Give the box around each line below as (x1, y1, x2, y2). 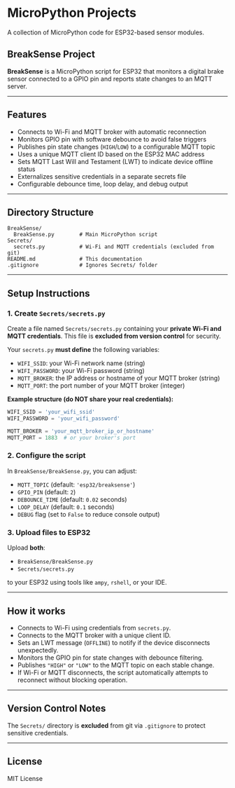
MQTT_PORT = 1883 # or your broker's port (7, 434, 136, 441)
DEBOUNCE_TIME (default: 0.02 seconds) (17, 495, 127, 503)
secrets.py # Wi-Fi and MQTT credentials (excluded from (13, 243, 215, 250)
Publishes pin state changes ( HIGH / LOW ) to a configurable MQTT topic (17, 142, 215, 151)
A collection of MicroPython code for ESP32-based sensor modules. (7, 28, 205, 36)
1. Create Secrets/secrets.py (7, 308, 106, 318)
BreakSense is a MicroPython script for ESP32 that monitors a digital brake (7, 67, 225, 75)
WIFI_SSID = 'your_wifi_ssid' (7, 409, 96, 416)
